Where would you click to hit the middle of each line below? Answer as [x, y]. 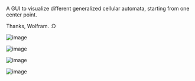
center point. [22, 15]
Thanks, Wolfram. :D [31, 26]
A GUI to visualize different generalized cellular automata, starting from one [98, 9]
